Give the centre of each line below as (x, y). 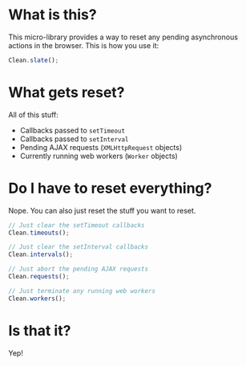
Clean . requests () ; (39, 277)
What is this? (53, 15)
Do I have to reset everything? (110, 188)
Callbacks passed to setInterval (74, 139)
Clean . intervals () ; (41, 254)
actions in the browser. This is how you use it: (84, 45)
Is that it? (40, 330)
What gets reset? (67, 92)
